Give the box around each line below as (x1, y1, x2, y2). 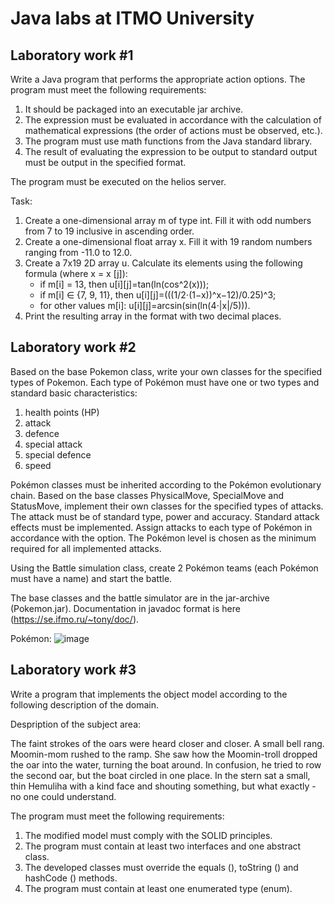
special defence (24, 448, 92, 461)
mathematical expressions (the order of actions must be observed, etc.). (24, 125, 323, 136)
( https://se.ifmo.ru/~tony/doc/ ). (10, 613, 140, 625)
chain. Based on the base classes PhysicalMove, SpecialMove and (10, 489, 285, 501)
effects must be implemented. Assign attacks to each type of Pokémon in (10, 521, 313, 533)
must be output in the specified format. (24, 157, 187, 168)
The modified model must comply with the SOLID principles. (24, 829, 273, 841)
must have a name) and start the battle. (10, 572, 173, 584)
